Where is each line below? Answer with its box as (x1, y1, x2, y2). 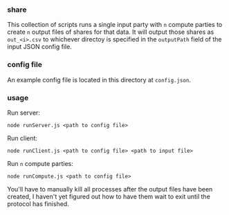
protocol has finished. (7, 199, 69, 208)
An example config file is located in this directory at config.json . (7, 75, 192, 84)
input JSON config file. (7, 43, 73, 51)
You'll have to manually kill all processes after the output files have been (7, 185, 213, 193)
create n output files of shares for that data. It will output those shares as (7, 28, 214, 36)
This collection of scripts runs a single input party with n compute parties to (7, 21, 223, 29)
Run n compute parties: (7, 159, 74, 167)
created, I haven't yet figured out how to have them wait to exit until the (7, 192, 211, 200)
